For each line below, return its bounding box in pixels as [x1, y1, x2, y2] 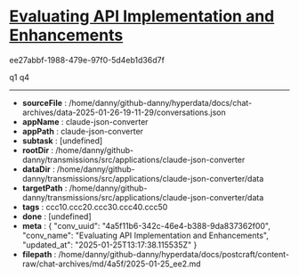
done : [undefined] [21, 211, 92, 222]
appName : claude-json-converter [21, 116, 149, 126]
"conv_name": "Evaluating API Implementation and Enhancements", [21, 230, 269, 240]
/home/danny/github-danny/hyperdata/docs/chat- [68, 97, 253, 108]
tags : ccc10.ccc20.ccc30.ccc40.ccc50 [21, 201, 168, 212]
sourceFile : [21, 97, 68, 108]
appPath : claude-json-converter [21, 126, 144, 136]
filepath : [21, 248, 57, 259]
